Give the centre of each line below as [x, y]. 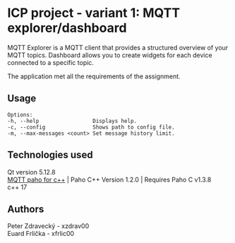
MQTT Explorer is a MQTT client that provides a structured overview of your [118, 47]
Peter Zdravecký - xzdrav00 [48, 226]
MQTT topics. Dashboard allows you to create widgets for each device [110, 55]
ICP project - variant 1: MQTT [94, 13]
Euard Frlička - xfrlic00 [41, 234]
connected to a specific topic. [50, 62]
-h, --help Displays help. [72, 121]
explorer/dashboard [67, 28]
